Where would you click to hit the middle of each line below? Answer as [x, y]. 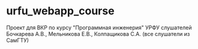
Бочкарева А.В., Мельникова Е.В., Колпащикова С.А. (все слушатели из [98, 33]
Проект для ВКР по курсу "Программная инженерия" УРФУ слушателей [99, 27]
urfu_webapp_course [61, 11]
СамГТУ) [17, 40]
